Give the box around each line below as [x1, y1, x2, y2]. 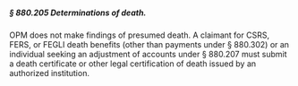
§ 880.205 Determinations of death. [9, 7, 147, 18]
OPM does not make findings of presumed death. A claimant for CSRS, [9, 30, 270, 40]
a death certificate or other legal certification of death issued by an [9, 58, 257, 69]
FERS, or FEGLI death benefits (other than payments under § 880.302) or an [9, 39, 289, 49]
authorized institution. [9, 67, 89, 78]
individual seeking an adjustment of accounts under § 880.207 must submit [9, 48, 288, 59]
